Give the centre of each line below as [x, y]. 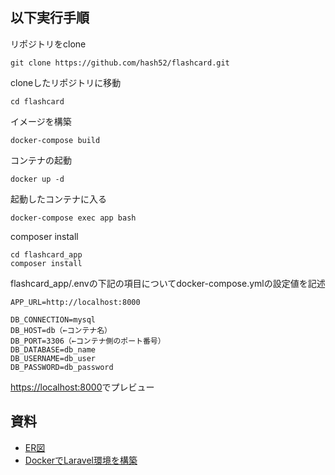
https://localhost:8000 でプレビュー [82, 387]
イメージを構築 [41, 121]
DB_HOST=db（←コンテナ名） [61, 330]
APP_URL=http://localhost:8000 [75, 302]
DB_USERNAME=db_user [53, 358]
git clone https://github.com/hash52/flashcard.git [120, 63]
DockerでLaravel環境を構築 [81, 460]
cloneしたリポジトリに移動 [66, 82]
